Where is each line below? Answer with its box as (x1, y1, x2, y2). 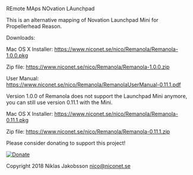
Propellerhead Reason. (6, 23, 62, 30)
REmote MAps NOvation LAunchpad (6, 5, 95, 12)
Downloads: (6, 34, 36, 41)
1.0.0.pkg (6, 52, 29, 59)
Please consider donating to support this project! (6, 140, 126, 147)
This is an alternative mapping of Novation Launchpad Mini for (6, 17, 159, 23)
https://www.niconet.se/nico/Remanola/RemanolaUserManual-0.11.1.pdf (6, 81, 181, 88)
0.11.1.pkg (6, 116, 29, 124)
